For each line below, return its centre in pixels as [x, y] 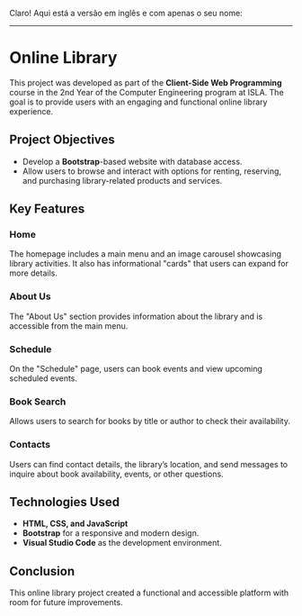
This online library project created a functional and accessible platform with [149, 593]
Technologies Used [64, 502]
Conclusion [42, 571]
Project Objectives [62, 140]
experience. [31, 111]
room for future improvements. [66, 602]
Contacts [30, 445]
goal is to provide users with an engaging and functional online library [138, 102]
